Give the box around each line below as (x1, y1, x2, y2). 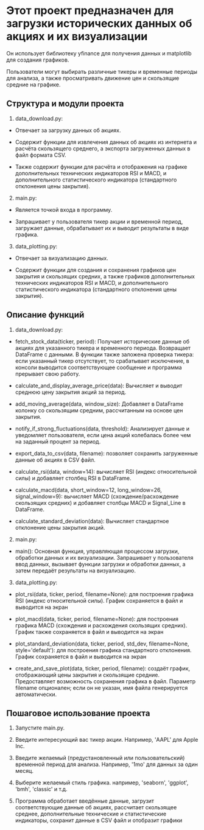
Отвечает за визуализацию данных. (15, 254, 108, 262)
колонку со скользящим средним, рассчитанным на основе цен (15, 406, 183, 414)
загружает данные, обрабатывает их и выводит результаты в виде (15, 224, 189, 231)
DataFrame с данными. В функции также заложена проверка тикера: (15, 351, 194, 358)
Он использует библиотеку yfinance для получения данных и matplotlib (6, 49, 192, 57)
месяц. (15, 767, 34, 775)
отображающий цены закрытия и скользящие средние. (15, 671, 160, 678)
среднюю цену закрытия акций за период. (15, 388, 127, 396)
